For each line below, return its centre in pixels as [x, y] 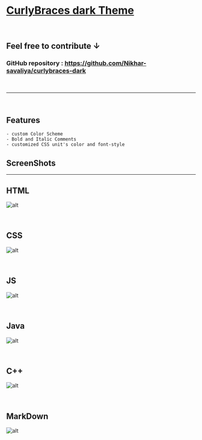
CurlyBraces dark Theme [70, 11]
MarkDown [27, 416]
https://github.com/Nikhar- [106, 63]
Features [23, 120]
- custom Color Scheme [35, 134]
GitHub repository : [35, 63]
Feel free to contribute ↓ [53, 46]
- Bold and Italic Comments [41, 139]
